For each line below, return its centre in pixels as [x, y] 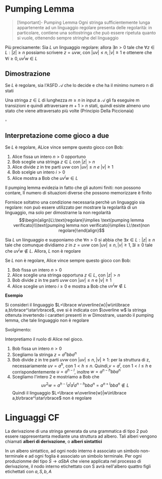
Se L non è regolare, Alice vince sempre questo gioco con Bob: [68, 260]
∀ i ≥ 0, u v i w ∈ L [21, 58]
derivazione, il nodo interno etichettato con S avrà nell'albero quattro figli [78, 466]
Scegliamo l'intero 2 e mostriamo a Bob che [56, 377]
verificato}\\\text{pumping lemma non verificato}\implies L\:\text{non [81, 225]
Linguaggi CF [32, 418]
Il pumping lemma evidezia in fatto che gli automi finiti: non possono [73, 188]
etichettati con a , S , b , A [28, 471]
